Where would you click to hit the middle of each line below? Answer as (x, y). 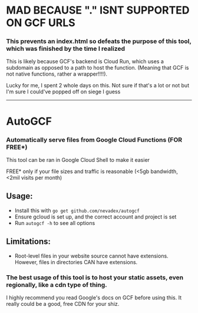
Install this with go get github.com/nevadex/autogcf (77, 210)
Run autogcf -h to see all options (55, 223)
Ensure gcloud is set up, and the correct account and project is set (95, 217)
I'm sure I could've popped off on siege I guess (63, 92)
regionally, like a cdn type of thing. (57, 285)
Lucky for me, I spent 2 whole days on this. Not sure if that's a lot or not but (98, 86)
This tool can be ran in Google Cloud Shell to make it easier (78, 159)
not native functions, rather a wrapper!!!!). (57, 74)
